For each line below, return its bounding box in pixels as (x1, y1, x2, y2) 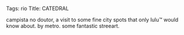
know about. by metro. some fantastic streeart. (6, 23, 120, 29)
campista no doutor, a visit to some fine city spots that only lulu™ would (6, 16, 179, 23)
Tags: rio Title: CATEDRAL (6, 5, 69, 12)
